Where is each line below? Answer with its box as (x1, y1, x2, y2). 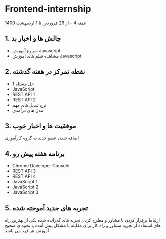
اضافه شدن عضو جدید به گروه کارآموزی (5, 135, 79, 141)
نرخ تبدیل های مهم (12, 102, 47, 108)
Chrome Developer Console (12, 163, 70, 169)
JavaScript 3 (12, 189, 39, 195)
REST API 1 (12, 91, 35, 97)
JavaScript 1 (12, 179, 38, 185)
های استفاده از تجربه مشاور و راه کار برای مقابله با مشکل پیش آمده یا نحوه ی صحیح (5, 222, 161, 228)
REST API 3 (12, 168, 36, 174)
